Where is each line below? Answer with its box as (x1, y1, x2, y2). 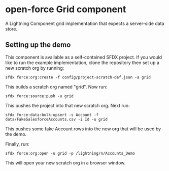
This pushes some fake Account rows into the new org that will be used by (5, 126, 161, 132)
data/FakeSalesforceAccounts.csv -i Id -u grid (5, 117, 108, 122)
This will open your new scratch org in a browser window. (5, 159, 126, 166)
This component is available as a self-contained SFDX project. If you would (5, 54, 162, 60)
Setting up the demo (5, 41, 71, 49)
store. (5, 25, 18, 32)
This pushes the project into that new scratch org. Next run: (5, 102, 130, 108)
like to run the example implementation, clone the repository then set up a (5, 60, 160, 66)
